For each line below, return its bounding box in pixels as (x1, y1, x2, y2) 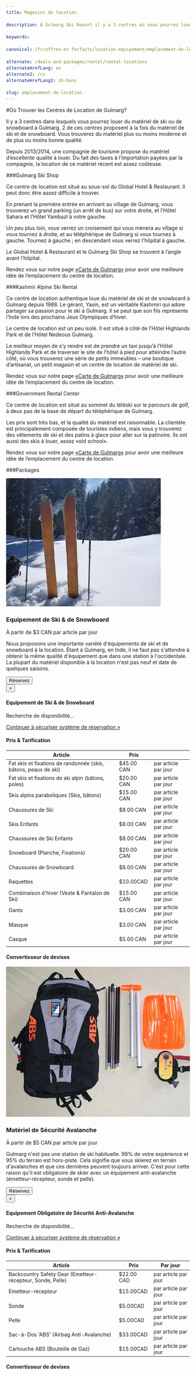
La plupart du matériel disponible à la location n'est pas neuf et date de (6, 659, 177, 666)
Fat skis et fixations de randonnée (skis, (8, 760, 104, 767)
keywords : (6, 34, 30, 40)
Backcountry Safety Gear (8, 1270, 69, 1277)
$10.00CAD (118, 878, 148, 885)
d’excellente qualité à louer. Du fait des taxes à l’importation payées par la (6, 154, 183, 161)
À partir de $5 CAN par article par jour (6, 1139, 98, 1147)
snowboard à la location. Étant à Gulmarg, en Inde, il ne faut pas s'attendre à (6, 646, 190, 653)
